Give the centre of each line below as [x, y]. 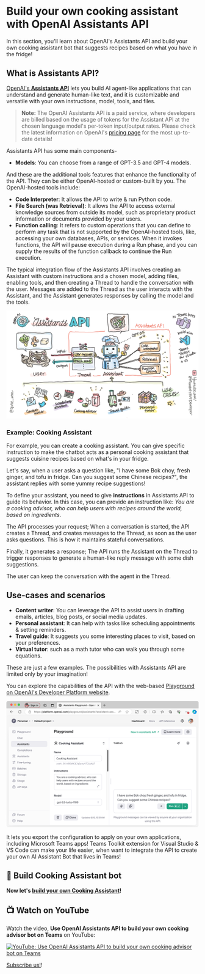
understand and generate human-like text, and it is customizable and [93, 94]
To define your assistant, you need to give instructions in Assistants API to [100, 496]
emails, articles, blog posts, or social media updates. [81, 617]
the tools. [18, 302]
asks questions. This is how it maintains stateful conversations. [85, 540]
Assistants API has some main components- [62, 150]
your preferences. [38, 642]
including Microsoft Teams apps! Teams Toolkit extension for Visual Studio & [103, 844]
